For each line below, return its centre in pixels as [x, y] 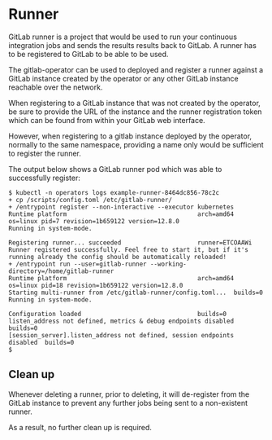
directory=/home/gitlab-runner [61, 271]
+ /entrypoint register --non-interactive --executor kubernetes [121, 207]
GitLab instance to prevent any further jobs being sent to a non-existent [128, 403]
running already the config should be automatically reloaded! [118, 257]
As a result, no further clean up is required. [80, 427]
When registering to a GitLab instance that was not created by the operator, [135, 103]
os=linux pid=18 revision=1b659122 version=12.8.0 [96, 285]
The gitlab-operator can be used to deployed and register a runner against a [136, 69]
